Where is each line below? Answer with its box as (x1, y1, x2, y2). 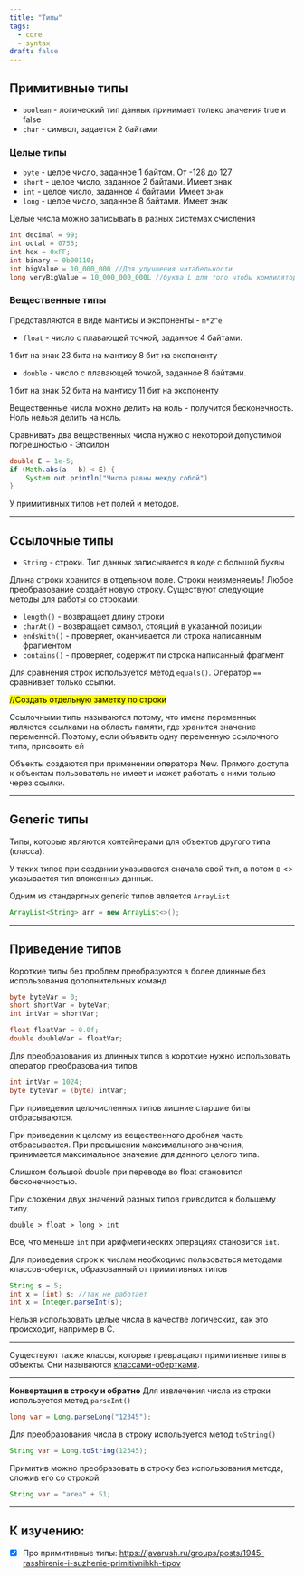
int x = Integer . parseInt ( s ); (9, 1297, 124, 1307)
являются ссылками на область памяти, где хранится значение (9, 721, 256, 733)
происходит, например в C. (9, 1324, 116, 1335)
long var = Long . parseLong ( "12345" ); (9, 1412, 152, 1421)
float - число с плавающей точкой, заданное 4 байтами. (22, 332, 242, 343)
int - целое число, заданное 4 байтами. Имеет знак (22, 186, 224, 197)
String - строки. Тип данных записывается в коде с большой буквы (22, 557, 285, 568)
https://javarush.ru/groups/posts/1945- (119, 1547, 265, 1558)
